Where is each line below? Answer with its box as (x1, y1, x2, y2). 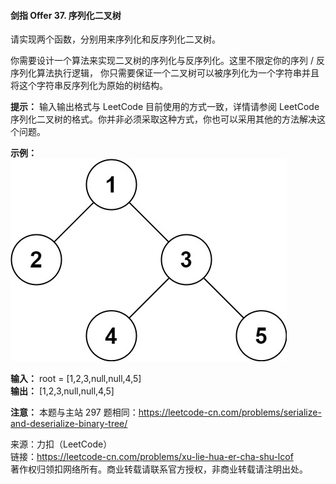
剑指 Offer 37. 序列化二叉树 (10, 9, 122, 21)
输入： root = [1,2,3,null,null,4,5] (10, 373, 142, 385)
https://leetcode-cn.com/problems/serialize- (138, 406, 322, 419)
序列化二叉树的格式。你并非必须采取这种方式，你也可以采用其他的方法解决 (10, 113, 317, 125)
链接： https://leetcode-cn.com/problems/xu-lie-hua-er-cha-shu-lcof (10, 451, 294, 463)
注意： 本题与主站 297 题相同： (10, 406, 139, 419)
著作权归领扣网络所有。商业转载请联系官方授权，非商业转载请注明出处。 (10, 463, 308, 475)
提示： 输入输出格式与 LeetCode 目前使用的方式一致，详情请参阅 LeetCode (10, 101, 320, 113)
